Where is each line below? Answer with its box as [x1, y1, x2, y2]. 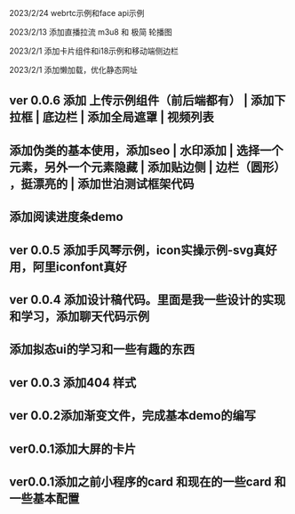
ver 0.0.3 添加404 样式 [9, 375, 137, 390]
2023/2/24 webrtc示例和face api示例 [9, 8, 145, 18]
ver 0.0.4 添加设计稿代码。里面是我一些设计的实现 [9, 292, 286, 307]
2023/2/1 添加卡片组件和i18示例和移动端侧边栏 [9, 45, 179, 56]
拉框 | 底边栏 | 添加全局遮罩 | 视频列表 [9, 110, 215, 125]
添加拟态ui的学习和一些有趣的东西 [9, 342, 195, 357]
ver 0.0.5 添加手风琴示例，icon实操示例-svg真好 [9, 242, 277, 257]
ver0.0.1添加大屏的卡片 [9, 441, 136, 456]
